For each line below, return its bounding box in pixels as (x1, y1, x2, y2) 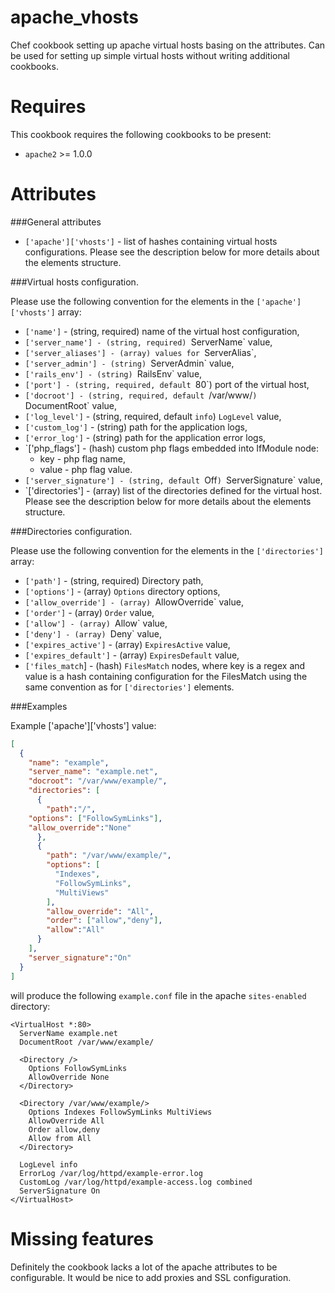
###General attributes (10, 216, 102, 228)
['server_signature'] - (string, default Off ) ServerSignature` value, (24, 474, 323, 486)
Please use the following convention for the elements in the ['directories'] (10, 544, 324, 556)
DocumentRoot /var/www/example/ (19, 1037, 155, 1047)
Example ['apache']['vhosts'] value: (10, 719, 157, 731)
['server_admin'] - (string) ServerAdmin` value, (24, 357, 235, 369)
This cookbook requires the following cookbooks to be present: (10, 128, 272, 140)
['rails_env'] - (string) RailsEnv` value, (24, 367, 203, 380)
